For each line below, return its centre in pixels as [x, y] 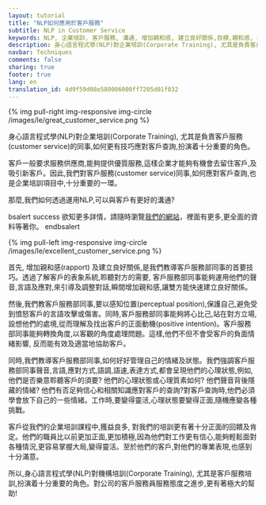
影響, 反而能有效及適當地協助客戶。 [72, 344]
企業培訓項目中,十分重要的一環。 [68, 183]
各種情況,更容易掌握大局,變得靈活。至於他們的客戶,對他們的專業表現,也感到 [130, 447]
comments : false [35, 60]
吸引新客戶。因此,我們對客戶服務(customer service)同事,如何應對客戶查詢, [129, 173]
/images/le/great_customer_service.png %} [79, 121]
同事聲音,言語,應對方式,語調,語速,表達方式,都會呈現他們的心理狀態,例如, [137, 370]
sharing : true [32, 67]
